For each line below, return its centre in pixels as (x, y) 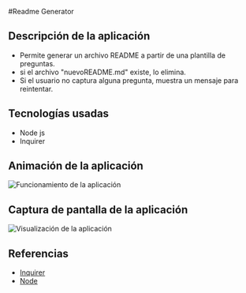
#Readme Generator (41, 11)
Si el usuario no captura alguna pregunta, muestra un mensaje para (129, 80)
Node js (32, 133)
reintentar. (36, 88)
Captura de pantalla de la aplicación (98, 210)
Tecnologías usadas (58, 114)
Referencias (39, 253)
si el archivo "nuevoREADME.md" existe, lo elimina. (103, 72)
